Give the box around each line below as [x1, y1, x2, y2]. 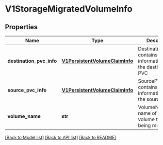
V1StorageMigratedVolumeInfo [5, 3, 132, 15]
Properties [5, 23, 38, 31]
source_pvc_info [7, 87, 47, 93]
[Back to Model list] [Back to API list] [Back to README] [5, 135, 116, 140]
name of [138, 110, 157, 116]
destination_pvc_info [7, 57, 57, 64]
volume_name [7, 113, 41, 120]
